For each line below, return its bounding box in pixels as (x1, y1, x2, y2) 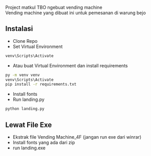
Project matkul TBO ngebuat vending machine (5, 5, 102, 10)
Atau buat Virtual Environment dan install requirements (12, 62, 128, 68)
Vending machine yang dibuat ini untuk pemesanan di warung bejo (5, 10, 146, 16)
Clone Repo (12, 38, 38, 44)
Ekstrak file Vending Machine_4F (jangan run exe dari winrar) (12, 134, 142, 140)
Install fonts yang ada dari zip (12, 140, 75, 145)
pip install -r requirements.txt (5, 82, 77, 87)
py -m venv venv (5, 72, 40, 77)
